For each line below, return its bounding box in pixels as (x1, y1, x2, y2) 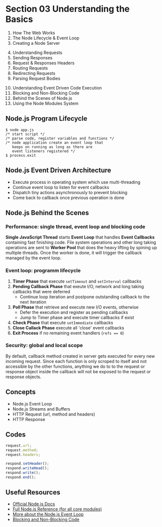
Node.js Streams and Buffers (12, 406, 70, 412)
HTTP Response (12, 416, 46, 422)
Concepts (5, 388, 36, 396)
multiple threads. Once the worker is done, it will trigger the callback (5, 250, 142, 256)
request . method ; (5, 448, 38, 453)
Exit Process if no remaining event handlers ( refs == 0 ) (12, 330, 124, 336)
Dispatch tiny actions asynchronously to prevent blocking (12, 189, 128, 195)
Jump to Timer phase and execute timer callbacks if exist (19, 314, 134, 320)
